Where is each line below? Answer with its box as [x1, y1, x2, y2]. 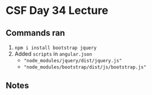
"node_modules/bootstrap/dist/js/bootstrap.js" [23, 64, 147, 70]
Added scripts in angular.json [14, 50, 92, 57]
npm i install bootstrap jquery [14, 45, 97, 51]
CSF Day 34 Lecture [5, 4, 109, 18]
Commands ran [5, 28, 65, 38]
